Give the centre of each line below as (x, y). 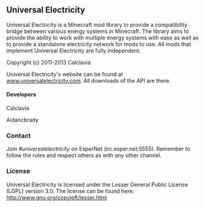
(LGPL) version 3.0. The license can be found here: (70, 191)
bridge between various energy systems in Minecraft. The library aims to (98, 31)
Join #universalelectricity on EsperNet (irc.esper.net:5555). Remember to (99, 149)
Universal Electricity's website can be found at (65, 74)
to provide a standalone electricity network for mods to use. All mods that (99, 44)
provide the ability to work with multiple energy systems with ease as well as (103, 37)
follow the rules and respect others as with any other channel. (84, 155)
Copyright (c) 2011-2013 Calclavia (49, 62)
